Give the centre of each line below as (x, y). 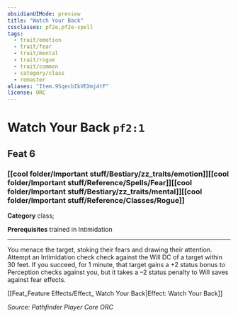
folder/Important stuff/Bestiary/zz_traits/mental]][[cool (105, 192)
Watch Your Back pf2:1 (76, 128)
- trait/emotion (38, 40)
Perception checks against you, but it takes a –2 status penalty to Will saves (118, 272)
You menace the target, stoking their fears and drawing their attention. (110, 249)
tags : (15, 34)
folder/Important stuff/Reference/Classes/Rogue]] (96, 200)
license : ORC (27, 93)
